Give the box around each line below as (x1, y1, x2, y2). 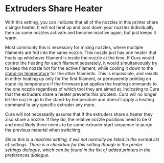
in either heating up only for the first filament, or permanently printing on (5, 76, 152, 81)
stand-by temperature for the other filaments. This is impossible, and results (5, 70, 159, 76)
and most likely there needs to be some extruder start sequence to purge (5, 121, 153, 128)
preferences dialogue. (5, 152, 50, 158)
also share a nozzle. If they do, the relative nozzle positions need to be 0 (5, 116, 151, 122)
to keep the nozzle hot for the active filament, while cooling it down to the (5, 65, 153, 71)
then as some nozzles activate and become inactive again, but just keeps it (5, 29, 157, 35)
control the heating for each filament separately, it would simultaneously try (5, 60, 158, 66)
